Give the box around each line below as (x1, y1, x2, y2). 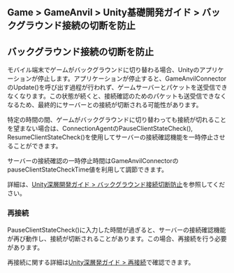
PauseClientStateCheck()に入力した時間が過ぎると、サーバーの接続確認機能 (7, 225, 226, 234)
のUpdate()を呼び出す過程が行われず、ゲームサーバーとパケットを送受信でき (7, 83, 228, 92)
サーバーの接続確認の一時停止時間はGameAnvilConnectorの (7, 157, 179, 165)
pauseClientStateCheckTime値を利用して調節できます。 (7, 165, 168, 174)
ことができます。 (13, 142, 62, 150)
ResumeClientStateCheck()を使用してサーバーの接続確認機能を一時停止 (7, 133, 214, 141)
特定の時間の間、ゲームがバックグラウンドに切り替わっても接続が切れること (7, 115, 227, 124)
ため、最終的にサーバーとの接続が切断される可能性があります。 (19, 101, 203, 109)
